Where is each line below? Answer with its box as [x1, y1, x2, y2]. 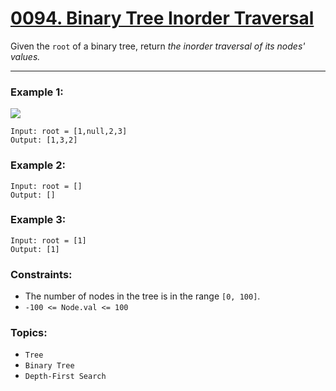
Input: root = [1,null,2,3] [10, 127, 128, 137]
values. [10, 50, 41, 62]
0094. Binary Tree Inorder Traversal [10, 7, 315, 30]
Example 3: [10, 213, 67, 227]
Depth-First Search [24, 372, 107, 382]
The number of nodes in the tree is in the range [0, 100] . [24, 290, 261, 302]
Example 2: [10, 158, 66, 172]
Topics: [10, 326, 48, 340]
